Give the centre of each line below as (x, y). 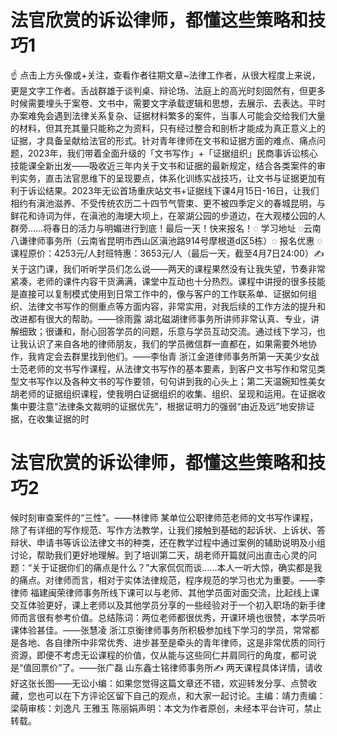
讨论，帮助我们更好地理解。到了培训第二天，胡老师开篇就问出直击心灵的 (159, 555)
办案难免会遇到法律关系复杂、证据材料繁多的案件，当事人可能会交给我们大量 (168, 115)
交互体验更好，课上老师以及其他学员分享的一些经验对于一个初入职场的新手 (163, 605)
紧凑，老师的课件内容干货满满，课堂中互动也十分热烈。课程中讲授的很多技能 (168, 281)
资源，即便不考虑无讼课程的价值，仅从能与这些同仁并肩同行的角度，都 (155, 655)
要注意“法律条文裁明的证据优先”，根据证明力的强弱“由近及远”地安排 (167, 406)
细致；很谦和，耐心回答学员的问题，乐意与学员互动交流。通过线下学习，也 (172, 331)
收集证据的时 (63, 418)
